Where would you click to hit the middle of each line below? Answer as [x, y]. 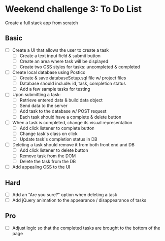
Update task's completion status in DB [58, 139]
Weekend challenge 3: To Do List [73, 9]
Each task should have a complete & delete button [70, 117]
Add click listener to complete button [57, 128]
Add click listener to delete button [54, 150]
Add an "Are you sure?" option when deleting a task [65, 194]
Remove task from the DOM [48, 156]
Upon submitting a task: [36, 95]
